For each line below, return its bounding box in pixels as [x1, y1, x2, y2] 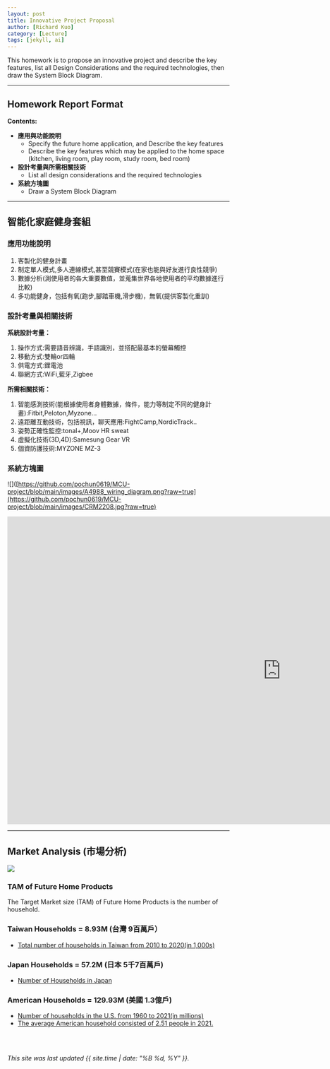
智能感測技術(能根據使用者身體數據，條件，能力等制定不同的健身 [17, 400, 206, 408]
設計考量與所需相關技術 [17, 163, 86, 171]
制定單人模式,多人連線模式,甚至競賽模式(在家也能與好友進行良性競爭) [17, 265, 218, 273]
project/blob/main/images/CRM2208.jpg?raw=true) [7, 502, 157, 511]
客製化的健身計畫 [17, 256, 68, 265]
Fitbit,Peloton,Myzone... [28, 408, 97, 417]
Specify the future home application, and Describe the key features [28, 139, 224, 148]
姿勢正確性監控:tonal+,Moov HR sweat [17, 426, 129, 435]
